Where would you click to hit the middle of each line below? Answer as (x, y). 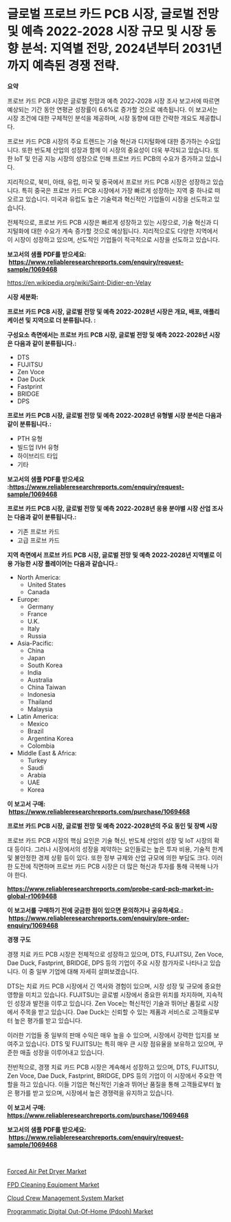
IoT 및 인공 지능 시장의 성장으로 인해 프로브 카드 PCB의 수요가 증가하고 (109, 159)
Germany (40, 607)
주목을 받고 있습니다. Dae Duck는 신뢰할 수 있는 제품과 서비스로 (105, 1012)
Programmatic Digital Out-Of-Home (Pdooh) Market (80, 1211)
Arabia (37, 775)
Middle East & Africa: (47, 753)
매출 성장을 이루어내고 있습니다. (62, 1052)
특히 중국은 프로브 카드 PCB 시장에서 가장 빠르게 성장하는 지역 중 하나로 (117, 190)
